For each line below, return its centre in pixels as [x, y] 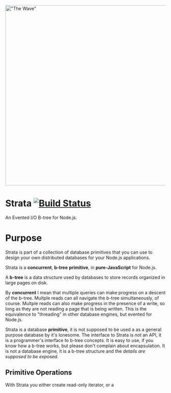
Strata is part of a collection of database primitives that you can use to [79, 252]
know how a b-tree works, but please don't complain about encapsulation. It [85, 346]
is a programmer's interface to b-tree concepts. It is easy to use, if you [79, 340]
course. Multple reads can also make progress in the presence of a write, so [85, 303]
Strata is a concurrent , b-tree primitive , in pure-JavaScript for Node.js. [81, 267]
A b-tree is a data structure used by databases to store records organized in [85, 277]
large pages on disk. [27, 283]
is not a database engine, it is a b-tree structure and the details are [75, 351]
